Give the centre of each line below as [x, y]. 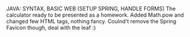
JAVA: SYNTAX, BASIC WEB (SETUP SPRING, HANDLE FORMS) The [91, 9]
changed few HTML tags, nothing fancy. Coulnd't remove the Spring [91, 21]
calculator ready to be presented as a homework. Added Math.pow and [95, 15]
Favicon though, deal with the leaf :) [51, 27]
